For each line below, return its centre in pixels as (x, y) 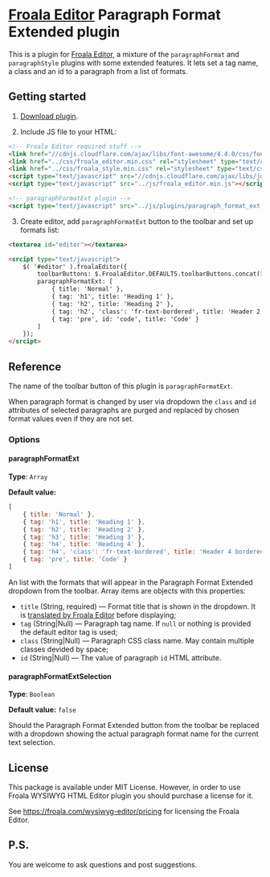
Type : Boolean (32, 694)
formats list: (40, 230)
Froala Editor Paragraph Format (115, 15)
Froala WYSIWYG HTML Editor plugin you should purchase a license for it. (131, 796)
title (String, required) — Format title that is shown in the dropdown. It (137, 606)
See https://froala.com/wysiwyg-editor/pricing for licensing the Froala (124, 811)
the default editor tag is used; (69, 632)
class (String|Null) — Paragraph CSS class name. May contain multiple (137, 640)
